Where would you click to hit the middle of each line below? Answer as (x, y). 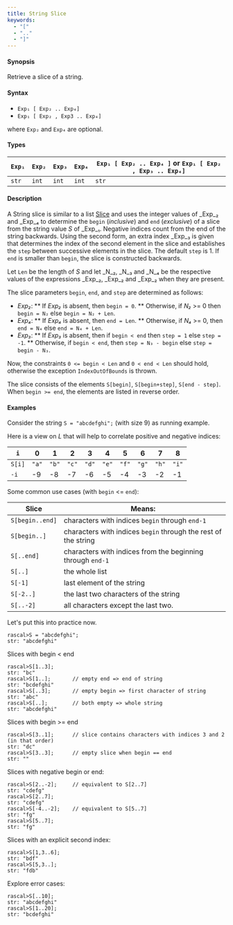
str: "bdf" (23, 859)
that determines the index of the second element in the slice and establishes (116, 243)
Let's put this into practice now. (52, 623)
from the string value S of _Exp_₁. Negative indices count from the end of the (116, 229)
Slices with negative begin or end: (56, 772)
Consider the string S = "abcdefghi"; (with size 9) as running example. (109, 423)
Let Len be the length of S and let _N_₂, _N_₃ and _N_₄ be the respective (109, 272)
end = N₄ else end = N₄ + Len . (60, 328)
